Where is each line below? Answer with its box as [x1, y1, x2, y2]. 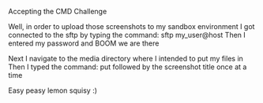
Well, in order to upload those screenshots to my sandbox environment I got [8, 22, 255, 31]
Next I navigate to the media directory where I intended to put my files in [8, 54, 243, 63]
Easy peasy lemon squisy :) [8, 86, 97, 95]
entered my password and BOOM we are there [8, 39, 160, 48]
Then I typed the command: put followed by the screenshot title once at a [8, 62, 247, 72]
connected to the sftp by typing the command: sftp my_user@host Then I [8, 31, 246, 39]
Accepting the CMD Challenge [8, 7, 107, 16]
